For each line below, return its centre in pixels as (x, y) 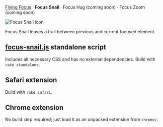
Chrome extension (34, 108)
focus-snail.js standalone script (56, 47)
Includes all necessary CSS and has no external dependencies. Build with (80, 59)
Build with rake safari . (29, 92)
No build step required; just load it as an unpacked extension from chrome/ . (82, 120)
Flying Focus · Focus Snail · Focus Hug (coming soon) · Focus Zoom (75, 7)
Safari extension (31, 80)
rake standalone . (23, 64)
